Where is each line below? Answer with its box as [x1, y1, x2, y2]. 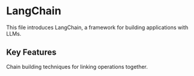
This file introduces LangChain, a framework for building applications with [6, 24, 189, 31]
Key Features [6, 47, 57, 58]
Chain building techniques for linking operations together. [6, 63, 148, 70]
